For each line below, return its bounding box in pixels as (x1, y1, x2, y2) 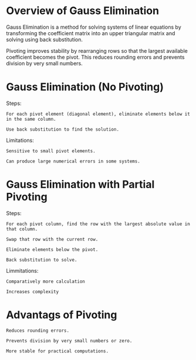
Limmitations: (6, 267, 39, 274)
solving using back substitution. (6, 36, 83, 43)
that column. (6, 226, 38, 232)
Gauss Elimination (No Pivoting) (6, 80, 164, 94)
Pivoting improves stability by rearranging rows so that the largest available (6, 47, 188, 54)
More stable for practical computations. (6, 348, 109, 354)
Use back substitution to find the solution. (6, 126, 119, 133)
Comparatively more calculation (6, 279, 85, 284)
